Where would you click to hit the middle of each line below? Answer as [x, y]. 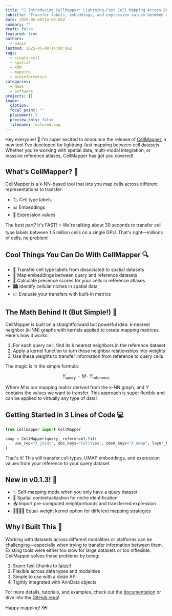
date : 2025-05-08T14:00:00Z [35, 20]
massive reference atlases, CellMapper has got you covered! [69, 156]
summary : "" [18, 24]
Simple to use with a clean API [45, 576]
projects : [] [19, 96]
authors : [15, 39]
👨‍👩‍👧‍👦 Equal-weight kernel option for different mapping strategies [82, 511]
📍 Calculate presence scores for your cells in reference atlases [79, 281]
